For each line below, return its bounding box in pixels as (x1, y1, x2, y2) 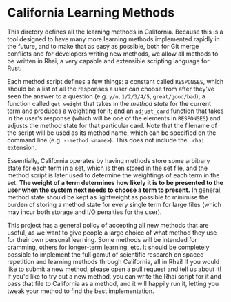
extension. (7, 143, 37, 151)
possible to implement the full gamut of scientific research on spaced (7, 250, 205, 259)
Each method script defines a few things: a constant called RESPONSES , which (7, 77, 224, 85)
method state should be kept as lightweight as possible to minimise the (7, 193, 209, 201)
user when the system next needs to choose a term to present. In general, (7, 186, 222, 194)
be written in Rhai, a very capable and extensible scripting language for (7, 56, 210, 65)
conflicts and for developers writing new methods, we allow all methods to (7, 50, 219, 58)
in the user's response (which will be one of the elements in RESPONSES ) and (7, 114, 221, 122)
